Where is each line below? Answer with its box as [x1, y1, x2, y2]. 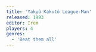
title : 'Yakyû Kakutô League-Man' [6, 8, 92, 15]
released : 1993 [6, 14, 44, 20]
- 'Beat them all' [11, 36, 58, 42]
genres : [6, 31, 26, 37]
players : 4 [6, 25, 33, 32]
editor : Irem [6, 20, 39, 26]
